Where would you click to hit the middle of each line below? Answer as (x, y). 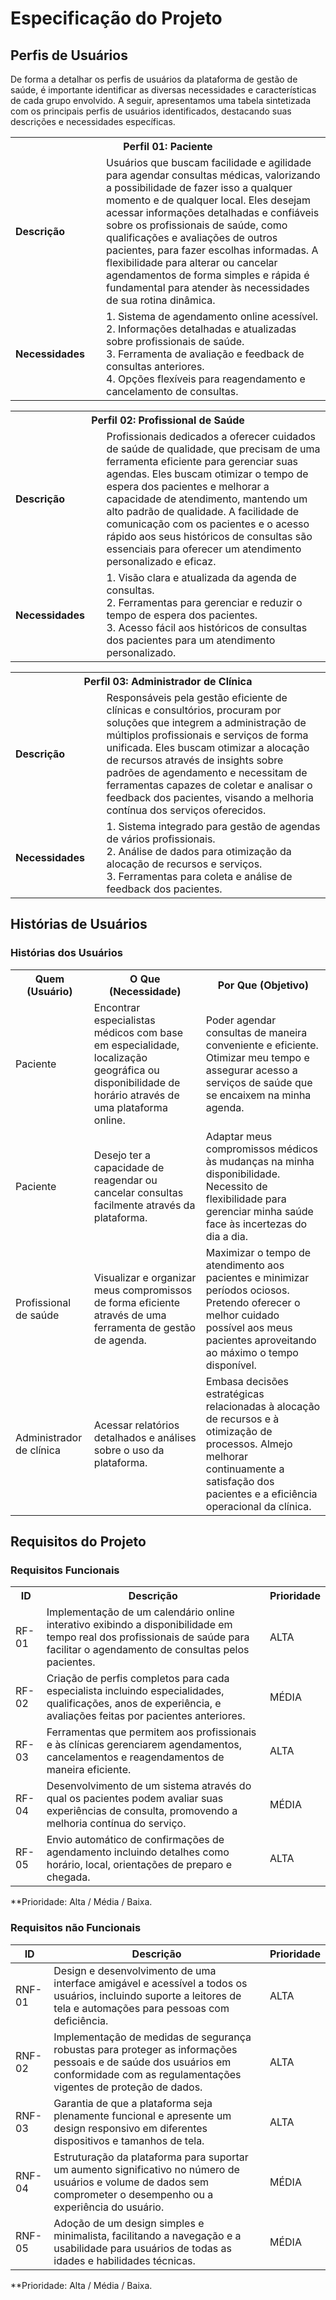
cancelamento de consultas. (172, 391)
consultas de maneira (256, 1032)
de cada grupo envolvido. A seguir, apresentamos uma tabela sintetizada (161, 100)
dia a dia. (226, 1236)
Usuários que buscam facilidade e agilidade (209, 162)
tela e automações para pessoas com (141, 2008)
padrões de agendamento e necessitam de (207, 772)
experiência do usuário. (109, 2207)
